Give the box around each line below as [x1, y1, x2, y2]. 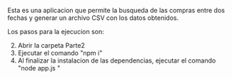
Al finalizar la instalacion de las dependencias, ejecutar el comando [17, 56, 216, 65]
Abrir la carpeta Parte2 [17, 41, 86, 49]
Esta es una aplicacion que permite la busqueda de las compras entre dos [7, 6, 225, 14]
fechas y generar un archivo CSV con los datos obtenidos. [7, 14, 179, 22]
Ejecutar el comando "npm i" [17, 49, 103, 57]
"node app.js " [17, 64, 61, 72]
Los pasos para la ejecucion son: [7, 28, 105, 36]
